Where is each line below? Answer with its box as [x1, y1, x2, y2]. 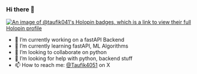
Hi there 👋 [6, 5, 35, 14]
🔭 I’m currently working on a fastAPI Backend [14, 36, 125, 43]
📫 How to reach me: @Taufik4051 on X [14, 62, 111, 69]
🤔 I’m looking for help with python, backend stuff [14, 55, 133, 62]
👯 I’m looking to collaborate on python [14, 49, 107, 56]
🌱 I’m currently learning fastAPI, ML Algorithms [14, 42, 128, 49]
